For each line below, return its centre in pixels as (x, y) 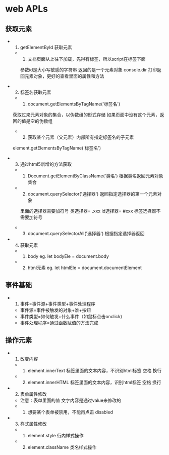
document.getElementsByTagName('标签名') (74, 104)
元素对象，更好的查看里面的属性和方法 (64, 76)
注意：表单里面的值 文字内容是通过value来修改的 (71, 400)
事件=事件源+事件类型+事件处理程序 (58, 304)
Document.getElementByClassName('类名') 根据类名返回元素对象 (95, 176)
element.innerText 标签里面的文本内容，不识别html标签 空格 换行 (95, 370)
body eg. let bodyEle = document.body (68, 256)
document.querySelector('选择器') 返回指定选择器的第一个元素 (92, 194)
